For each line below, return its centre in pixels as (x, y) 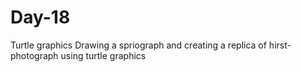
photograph (34, 55)
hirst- (280, 45)
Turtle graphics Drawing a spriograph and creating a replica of (138, 45)
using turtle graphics (103, 55)
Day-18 (40, 17)
